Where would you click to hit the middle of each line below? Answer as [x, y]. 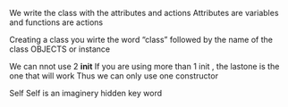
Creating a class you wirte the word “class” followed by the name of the [141, 40]
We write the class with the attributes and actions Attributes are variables [144, 13]
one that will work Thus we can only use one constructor [114, 76]
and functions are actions [56, 22]
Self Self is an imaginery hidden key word [86, 93]
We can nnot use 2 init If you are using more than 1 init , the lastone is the [144, 66]
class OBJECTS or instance [60, 49]
